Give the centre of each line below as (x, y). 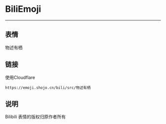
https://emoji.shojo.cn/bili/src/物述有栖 (48, 87)
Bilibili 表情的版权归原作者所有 (36, 117)
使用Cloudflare (20, 77)
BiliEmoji (23, 9)
